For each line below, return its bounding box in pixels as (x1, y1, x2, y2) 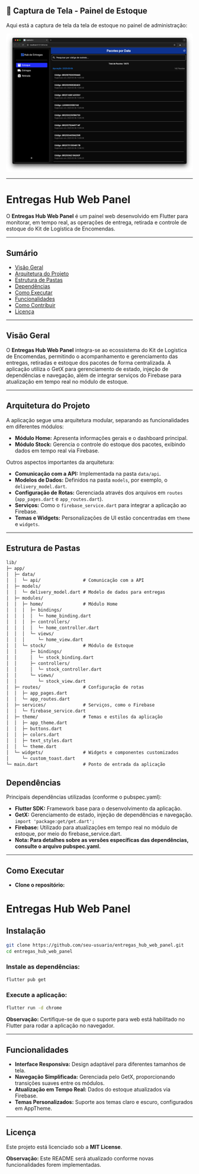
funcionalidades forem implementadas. (6, 1161, 102, 1168)
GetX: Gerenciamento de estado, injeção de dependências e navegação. (14, 811, 193, 818)
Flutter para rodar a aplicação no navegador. (6, 1022, 115, 1029)
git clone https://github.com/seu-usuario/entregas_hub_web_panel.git (6, 942, 184, 948)
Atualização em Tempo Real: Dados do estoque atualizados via (14, 1086, 171, 1093)
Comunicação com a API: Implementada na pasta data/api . (14, 470, 161, 477)
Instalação (6, 926, 46, 936)
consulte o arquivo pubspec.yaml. (14, 843, 101, 850)
